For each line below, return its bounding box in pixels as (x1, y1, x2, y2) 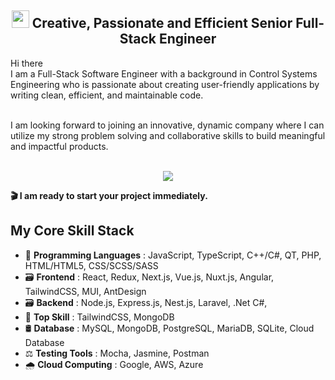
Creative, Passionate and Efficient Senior (31, 15, 293, 32)
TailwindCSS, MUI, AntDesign (24, 285, 147, 297)
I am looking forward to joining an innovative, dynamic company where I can (10, 119, 325, 131)
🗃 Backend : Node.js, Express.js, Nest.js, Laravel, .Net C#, (24, 296, 268, 308)
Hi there (10, 57, 43, 69)
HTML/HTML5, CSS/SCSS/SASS (24, 259, 159, 271)
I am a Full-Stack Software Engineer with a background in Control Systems (10, 67, 318, 80)
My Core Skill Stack (10, 222, 135, 240)
